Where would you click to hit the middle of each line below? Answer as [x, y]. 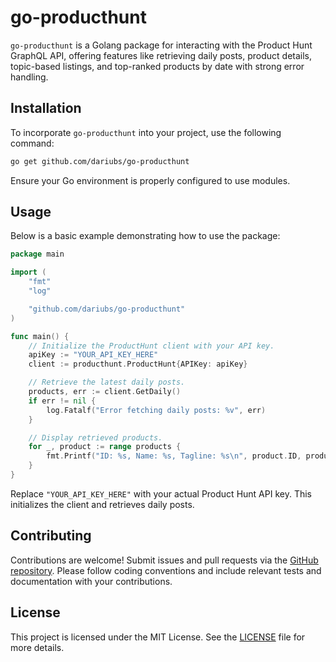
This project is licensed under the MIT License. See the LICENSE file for [158, 637]
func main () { [40, 336]
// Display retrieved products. [95, 437]
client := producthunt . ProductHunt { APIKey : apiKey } [138, 364]
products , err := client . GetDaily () [105, 392]
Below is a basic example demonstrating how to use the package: [145, 236]
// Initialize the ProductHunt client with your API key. [151, 346]
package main [37, 254]
